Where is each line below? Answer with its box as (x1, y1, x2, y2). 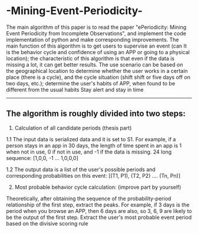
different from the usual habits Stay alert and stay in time (6, 86, 144, 93)
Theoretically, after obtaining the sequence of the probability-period (6, 195, 171, 202)
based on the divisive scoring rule (6, 219, 88, 227)
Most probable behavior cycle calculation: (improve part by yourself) (14, 184, 181, 191)
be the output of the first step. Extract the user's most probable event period (6, 214, 192, 221)
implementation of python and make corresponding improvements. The (6, 36, 179, 43)
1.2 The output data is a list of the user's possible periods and (6, 166, 156, 173)
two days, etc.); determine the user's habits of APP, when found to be (6, 79, 176, 86)
